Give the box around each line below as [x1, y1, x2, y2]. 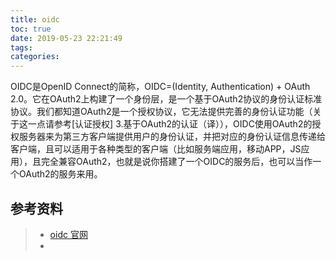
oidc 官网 [49, 228, 88, 240]
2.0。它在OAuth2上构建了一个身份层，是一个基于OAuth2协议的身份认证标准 [10, 93, 323, 105]
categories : [10, 52, 60, 62]
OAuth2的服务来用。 [18, 168, 103, 180]
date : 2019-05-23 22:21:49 [10, 33, 123, 43]
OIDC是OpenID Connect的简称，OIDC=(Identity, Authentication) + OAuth [10, 81, 311, 93]
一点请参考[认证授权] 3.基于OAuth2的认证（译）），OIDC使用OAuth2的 [27, 118, 313, 130]
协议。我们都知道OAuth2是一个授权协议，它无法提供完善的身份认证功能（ [10, 106, 313, 118]
